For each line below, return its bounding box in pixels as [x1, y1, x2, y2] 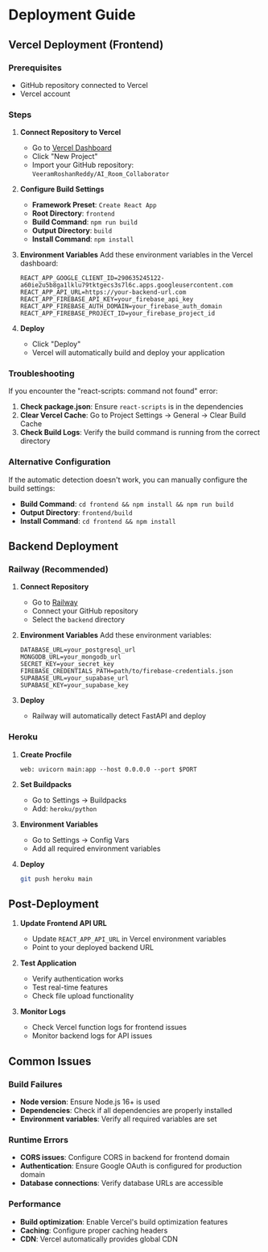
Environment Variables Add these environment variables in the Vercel [19, 250, 254, 260]
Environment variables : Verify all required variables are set [19, 1114, 217, 1124]
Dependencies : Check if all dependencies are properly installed [19, 1106, 233, 1116]
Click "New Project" [31, 152, 98, 161]
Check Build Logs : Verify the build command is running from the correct [19, 428, 260, 438]
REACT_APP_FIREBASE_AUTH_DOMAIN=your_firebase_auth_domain [19, 303, 223, 311]
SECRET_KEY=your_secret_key [19, 660, 114, 668]
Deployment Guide [8, 6, 136, 24]
